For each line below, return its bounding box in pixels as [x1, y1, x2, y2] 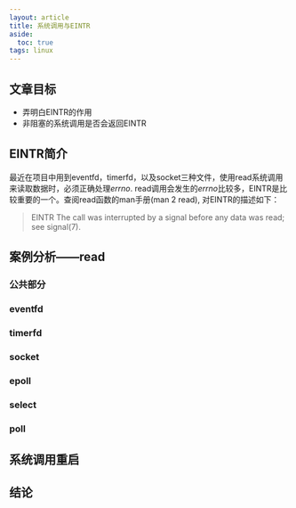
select [9, 398, 37, 411]
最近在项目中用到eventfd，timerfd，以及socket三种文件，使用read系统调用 [9, 171, 284, 183]
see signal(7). [30, 221, 82, 232]
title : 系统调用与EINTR [9, 21, 91, 30]
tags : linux [9, 46, 53, 55]
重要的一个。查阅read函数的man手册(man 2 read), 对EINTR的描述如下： [16, 193, 280, 205]
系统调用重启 [9, 452, 80, 467]
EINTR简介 [9, 146, 68, 161]
